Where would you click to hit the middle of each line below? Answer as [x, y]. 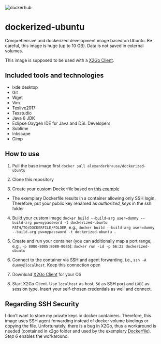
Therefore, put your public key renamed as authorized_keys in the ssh [82, 203]
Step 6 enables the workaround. [37, 336]
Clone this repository [33, 179]
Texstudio [22, 113]
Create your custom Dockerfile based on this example [66, 189]
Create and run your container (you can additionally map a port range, [82, 241]
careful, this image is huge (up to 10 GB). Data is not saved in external [74, 46]
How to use [22, 154]
